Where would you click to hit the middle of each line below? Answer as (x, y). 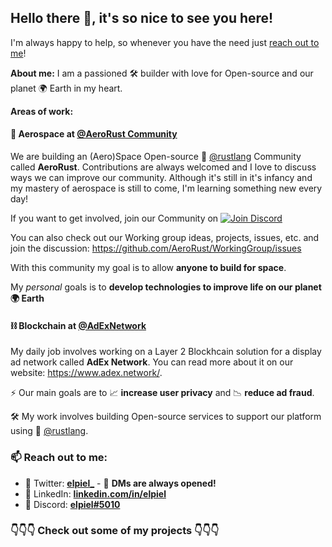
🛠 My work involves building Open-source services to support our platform (166, 417)
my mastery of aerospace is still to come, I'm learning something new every (166, 188)
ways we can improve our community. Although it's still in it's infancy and (161, 178)
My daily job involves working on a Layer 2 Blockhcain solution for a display (166, 352)
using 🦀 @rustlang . (49, 431)
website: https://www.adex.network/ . (86, 373)
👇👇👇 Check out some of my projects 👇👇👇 (115, 531)
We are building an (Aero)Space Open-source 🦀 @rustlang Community (156, 157)
